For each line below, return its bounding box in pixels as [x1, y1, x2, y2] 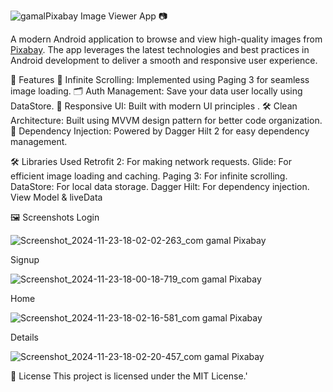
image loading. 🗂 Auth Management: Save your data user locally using [10, 85, 303, 97]
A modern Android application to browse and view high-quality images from [10, 33, 323, 45]
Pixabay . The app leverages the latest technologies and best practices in [10, 44, 310, 55]
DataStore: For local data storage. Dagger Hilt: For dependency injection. [10, 181, 310, 192]
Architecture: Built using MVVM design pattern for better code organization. [10, 115, 323, 126]
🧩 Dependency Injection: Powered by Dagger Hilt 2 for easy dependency [10, 125, 310, 137]
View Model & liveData [10, 191, 103, 203]
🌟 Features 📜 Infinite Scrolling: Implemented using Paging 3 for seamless [10, 74, 310, 85]
